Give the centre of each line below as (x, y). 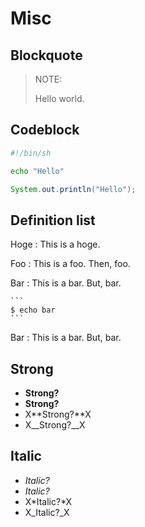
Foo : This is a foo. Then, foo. (70, 264)
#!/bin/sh (31, 153)
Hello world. (59, 98)
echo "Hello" (37, 171)
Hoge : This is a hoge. (55, 244)
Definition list (53, 220)
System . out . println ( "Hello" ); (73, 189)
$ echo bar (33, 310)
